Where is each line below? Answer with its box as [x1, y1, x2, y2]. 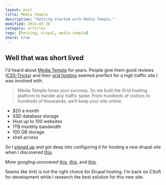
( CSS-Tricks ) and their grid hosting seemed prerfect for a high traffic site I [5, 72, 157, 78]
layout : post [5, 7, 32, 12]
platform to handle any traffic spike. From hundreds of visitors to [17, 92, 150, 98]
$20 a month [12, 107, 39, 113]
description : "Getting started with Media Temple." [5, 16, 115, 21]
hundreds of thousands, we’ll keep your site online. [17, 98, 123, 104]
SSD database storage [12, 113, 59, 119]
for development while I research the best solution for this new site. [5, 173, 144, 180]
